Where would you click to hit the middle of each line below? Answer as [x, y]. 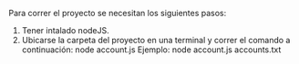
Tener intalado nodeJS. [66, 30]
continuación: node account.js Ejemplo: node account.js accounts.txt [151, 50]
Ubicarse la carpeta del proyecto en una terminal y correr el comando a [156, 40]
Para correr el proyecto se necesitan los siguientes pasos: [118, 13]
